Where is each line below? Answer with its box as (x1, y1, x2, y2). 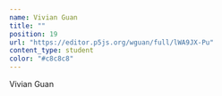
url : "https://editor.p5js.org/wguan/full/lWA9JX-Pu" (9, 37, 215, 47)
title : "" (9, 21, 47, 30)
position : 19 (9, 29, 58, 38)
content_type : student (9, 46, 94, 55)
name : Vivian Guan (9, 12, 78, 22)
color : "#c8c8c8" (9, 54, 74, 63)
